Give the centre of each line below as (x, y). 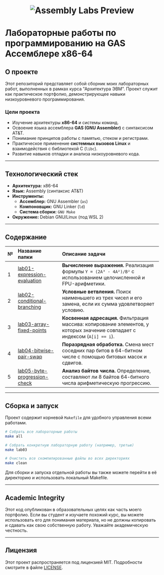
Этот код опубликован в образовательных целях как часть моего (73, 509)
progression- (33, 377)
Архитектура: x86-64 (35, 186)
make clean (16, 463)
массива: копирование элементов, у (105, 324)
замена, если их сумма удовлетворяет (108, 304)
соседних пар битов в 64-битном (102, 351)
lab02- (26, 295)
